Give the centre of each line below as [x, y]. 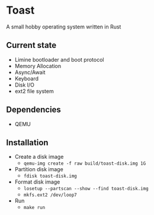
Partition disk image [39, 169]
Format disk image [37, 182]
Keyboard [27, 78]
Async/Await [30, 72]
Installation [27, 142]
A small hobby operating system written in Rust [64, 27]
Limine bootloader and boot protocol [59, 59]
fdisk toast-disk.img [50, 176]
